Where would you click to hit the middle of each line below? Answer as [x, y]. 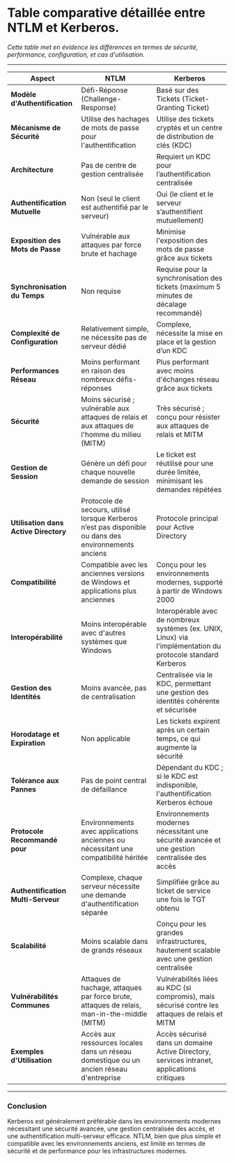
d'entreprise [101, 1077]
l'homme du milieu [111, 434]
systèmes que [104, 641]
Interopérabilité [37, 637]
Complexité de [36, 333]
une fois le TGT [181, 899]
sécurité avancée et [189, 840]
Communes [30, 1005]
